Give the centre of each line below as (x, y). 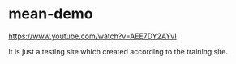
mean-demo (51, 14)
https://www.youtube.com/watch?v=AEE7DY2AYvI (92, 36)
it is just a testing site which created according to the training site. (118, 51)
